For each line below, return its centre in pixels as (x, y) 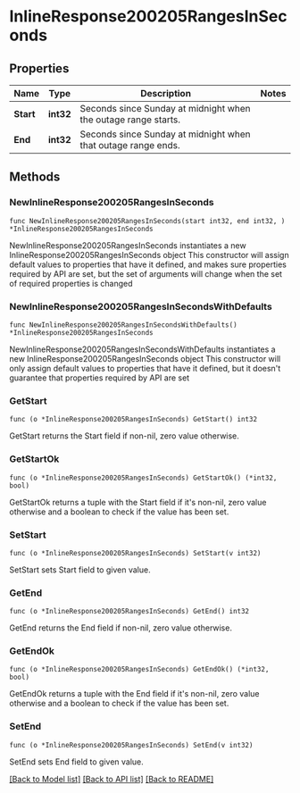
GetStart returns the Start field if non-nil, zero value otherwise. (124, 436)
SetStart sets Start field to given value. (80, 570)
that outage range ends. (130, 145)
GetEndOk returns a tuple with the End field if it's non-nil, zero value (135, 694)
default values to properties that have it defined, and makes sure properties (148, 264)
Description (166, 93)
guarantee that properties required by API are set (100, 378)
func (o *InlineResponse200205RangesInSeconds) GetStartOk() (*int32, (143, 478)
